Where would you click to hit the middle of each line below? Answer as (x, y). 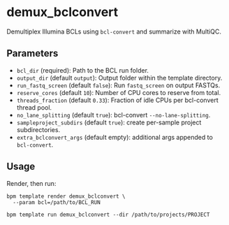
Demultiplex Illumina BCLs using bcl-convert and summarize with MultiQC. (114, 31)
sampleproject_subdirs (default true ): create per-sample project (109, 122)
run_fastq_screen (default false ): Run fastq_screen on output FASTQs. (118, 85)
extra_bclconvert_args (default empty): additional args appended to (115, 137)
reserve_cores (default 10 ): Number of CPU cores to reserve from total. (119, 92)
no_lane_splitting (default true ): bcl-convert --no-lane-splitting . (113, 115)
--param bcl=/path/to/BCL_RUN (57, 202)
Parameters (32, 53)
